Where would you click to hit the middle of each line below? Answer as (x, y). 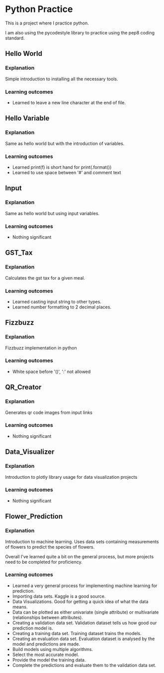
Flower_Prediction (34, 516)
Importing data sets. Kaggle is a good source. (59, 596)
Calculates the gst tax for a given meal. (45, 278)
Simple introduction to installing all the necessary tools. (62, 79)
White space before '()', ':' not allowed (51, 371)
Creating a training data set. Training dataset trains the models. (77, 633)
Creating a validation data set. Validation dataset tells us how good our (84, 623)
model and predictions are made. (46, 644)
